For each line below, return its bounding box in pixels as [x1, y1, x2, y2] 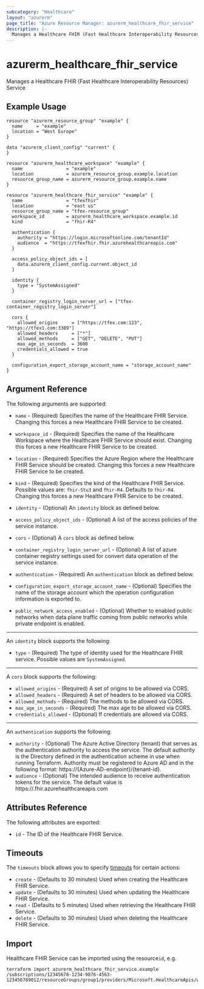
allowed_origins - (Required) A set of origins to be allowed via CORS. [15, 684, 189, 692]
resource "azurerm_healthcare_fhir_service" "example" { [6, 192, 154, 198]
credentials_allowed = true [17, 346, 88, 352]
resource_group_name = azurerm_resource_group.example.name [12, 176, 167, 182]
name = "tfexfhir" [12, 197, 99, 203]
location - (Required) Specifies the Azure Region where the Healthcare [15, 455, 194, 462]
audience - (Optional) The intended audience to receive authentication [15, 772, 190, 779]
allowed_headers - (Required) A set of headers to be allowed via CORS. [15, 691, 192, 698]
